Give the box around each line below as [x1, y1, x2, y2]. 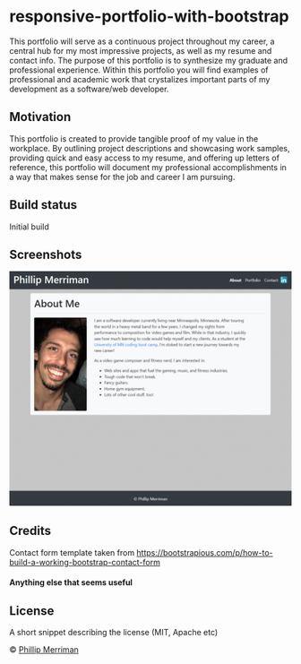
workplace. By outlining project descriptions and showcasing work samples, [9, 142, 290, 153]
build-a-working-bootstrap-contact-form [9, 556, 161, 567]
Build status [9, 197, 78, 212]
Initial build [9, 221, 49, 232]
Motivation [9, 109, 72, 125]
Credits [9, 523, 52, 539]
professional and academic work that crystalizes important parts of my [9, 73, 271, 84]
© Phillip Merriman [9, 643, 79, 655]
